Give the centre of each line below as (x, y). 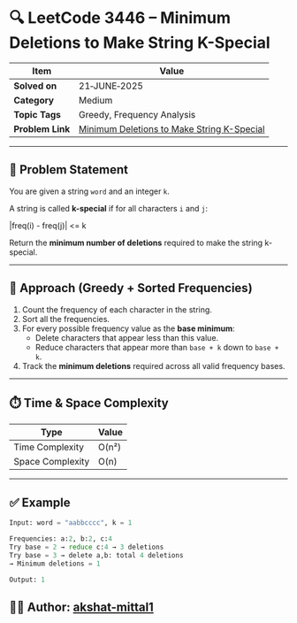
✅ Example (40, 502)
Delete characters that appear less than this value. (127, 337)
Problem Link (42, 128)
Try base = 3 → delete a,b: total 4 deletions (96, 555)
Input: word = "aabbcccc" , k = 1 (71, 523)
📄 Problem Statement (69, 170)
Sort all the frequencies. (66, 319)
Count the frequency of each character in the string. (117, 309)
